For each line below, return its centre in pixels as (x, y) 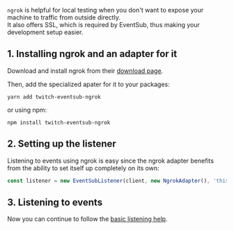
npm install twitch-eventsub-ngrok (59, 122)
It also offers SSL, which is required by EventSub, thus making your (104, 25)
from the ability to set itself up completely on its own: (83, 168)
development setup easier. (45, 32)
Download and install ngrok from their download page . (85, 71)
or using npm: (27, 110)
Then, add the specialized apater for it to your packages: (89, 84)
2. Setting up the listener (62, 144)
